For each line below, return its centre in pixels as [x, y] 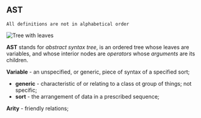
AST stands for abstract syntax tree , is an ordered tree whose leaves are [98, 47]
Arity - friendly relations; [37, 108]
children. [17, 60]
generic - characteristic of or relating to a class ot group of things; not [103, 83]
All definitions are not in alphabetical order [68, 24]
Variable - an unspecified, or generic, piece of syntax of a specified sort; [98, 72]
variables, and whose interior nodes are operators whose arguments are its [101, 54]
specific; [26, 90]
